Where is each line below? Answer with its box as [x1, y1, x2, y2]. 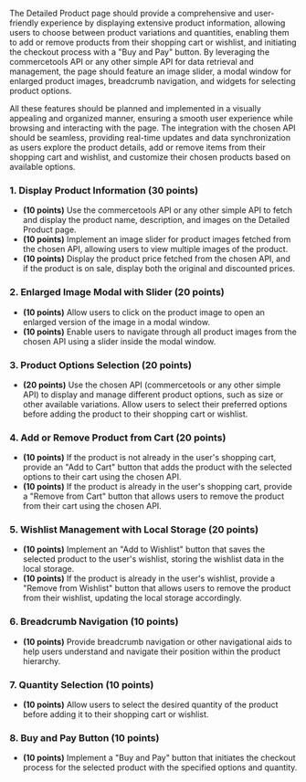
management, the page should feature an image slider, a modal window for [9, 66, 292, 77]
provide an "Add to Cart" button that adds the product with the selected [22, 461, 292, 473]
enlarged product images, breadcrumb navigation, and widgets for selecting [9, 76, 296, 86]
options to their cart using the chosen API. [22, 471, 182, 482]
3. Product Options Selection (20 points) [9, 358, 192, 371]
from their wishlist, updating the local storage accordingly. [22, 593, 242, 604]
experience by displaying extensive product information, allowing [40, 17, 286, 28]
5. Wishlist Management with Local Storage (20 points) [9, 523, 259, 536]
